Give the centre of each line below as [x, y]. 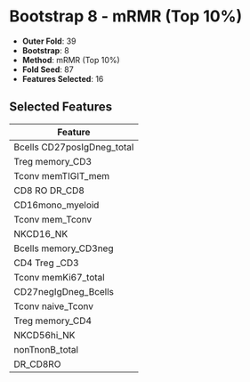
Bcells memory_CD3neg [64, 248]
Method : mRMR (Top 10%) [71, 60]
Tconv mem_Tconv [53, 219]
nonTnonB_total [46, 349]
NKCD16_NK [41, 233]
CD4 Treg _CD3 [46, 263]
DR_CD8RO [37, 364]
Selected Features [61, 107]
